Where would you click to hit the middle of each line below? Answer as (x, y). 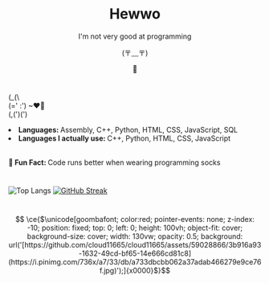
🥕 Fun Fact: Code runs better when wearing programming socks (114, 162)
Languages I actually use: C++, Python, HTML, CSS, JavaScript (125, 138)
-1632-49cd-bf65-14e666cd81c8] (135, 253)
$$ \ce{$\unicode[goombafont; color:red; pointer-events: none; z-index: (135, 219)
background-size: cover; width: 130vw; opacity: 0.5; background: (135, 236)
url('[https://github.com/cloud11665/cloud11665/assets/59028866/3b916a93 (135, 244)
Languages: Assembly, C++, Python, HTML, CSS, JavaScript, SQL (128, 130)
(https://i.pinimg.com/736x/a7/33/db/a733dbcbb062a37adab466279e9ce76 (135, 261)
